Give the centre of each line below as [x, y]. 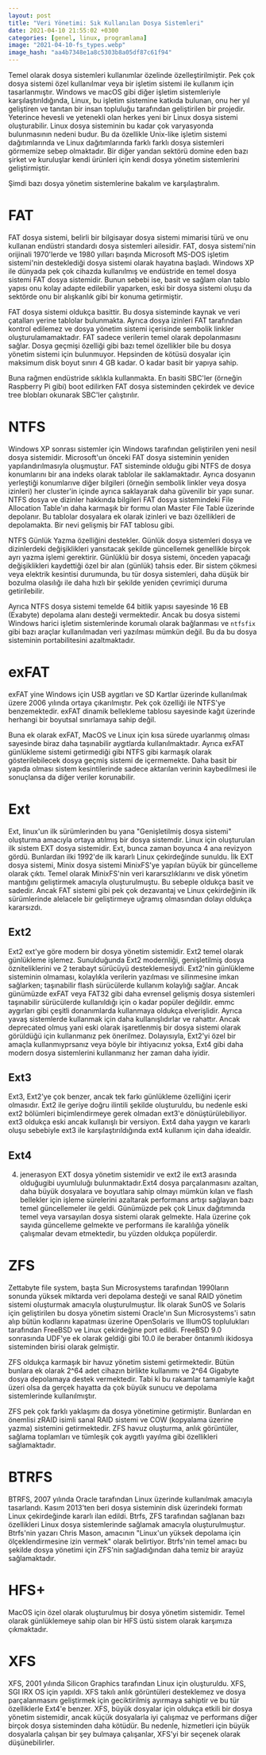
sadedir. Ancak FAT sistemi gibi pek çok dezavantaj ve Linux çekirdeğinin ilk [132, 890]
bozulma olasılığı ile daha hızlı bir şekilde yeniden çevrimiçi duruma [118, 582]
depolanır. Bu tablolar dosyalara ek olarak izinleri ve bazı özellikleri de [122, 516]
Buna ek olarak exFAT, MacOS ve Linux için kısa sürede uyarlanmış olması [129, 735]
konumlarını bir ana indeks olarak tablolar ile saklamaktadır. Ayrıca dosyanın [132, 474]
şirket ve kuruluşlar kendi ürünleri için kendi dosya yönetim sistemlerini [124, 159]
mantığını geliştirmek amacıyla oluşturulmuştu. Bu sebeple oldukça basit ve [131, 882]
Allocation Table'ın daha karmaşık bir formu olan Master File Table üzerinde [131, 508]
